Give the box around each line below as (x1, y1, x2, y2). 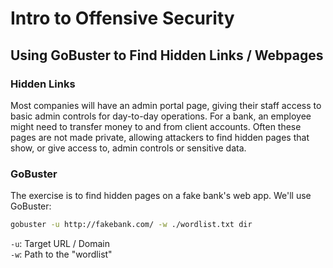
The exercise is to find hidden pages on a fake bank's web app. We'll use (10, 190, 312, 202)
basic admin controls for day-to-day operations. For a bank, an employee (10, 110, 312, 122)
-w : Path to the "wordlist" (10, 248, 113, 261)
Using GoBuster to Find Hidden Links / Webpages (10, 47, 324, 64)
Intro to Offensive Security (10, 7, 235, 30)
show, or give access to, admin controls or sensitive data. (10, 142, 247, 154)
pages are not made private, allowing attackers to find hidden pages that (10, 131, 310, 143)
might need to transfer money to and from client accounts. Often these (10, 120, 302, 132)
